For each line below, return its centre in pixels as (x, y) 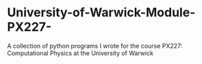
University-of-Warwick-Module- (101, 13)
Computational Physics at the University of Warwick (80, 53)
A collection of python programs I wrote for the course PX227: (95, 46)
